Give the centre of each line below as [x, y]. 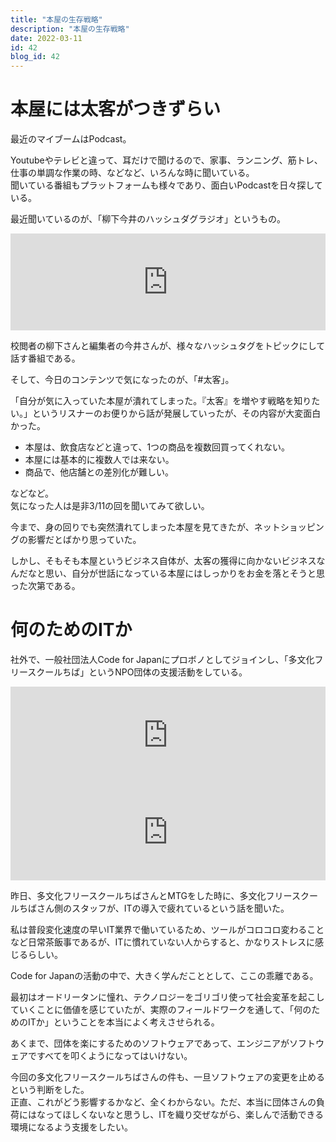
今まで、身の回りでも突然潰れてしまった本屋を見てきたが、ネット [145, 527]
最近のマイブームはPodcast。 [71, 139]
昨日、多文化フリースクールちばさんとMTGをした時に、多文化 [138, 895]
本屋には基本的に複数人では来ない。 [99, 460]
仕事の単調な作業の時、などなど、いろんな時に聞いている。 [132, 173]
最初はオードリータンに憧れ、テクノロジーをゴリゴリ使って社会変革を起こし [167, 997]
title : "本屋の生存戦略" [56, 19]
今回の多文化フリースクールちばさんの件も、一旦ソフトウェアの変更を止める [167, 1077]
